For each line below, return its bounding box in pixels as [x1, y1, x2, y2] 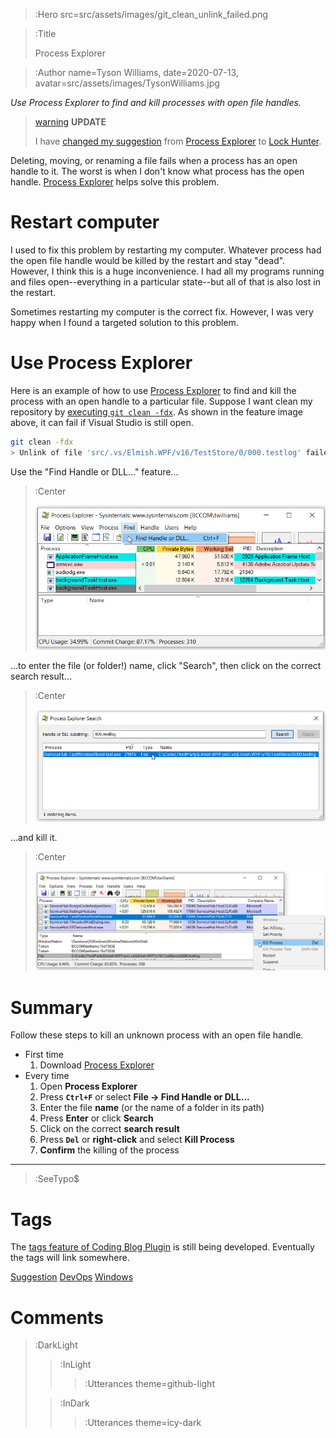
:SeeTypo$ [34, 1173, 80, 1185]
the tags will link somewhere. [10, 1252, 130, 1264]
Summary [10, 996, 93, 1019]
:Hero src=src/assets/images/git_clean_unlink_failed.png [34, 9, 268, 20]
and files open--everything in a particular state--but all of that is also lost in [10, 275, 321, 288]
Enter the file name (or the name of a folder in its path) [39, 1102, 265, 1114]
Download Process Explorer [39, 1059, 155, 1071]
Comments [10, 1306, 104, 1329]
